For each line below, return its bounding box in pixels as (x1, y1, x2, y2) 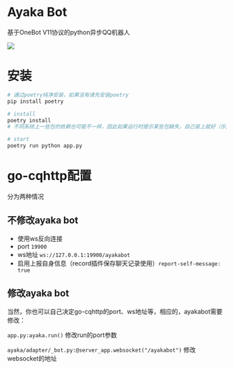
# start (7, 136, 30, 143)
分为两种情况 (7, 192, 44, 200)
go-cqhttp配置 (7, 168, 92, 184)
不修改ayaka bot (7, 215, 79, 227)
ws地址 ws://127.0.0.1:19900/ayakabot (17, 250, 131, 259)
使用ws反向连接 (17, 234, 63, 243)
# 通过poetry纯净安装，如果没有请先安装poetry (7, 91, 129, 98)
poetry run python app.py (7, 142, 82, 149)
